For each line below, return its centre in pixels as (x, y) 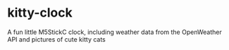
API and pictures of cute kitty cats (56, 39)
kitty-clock (40, 13)
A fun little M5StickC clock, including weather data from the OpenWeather (114, 32)
